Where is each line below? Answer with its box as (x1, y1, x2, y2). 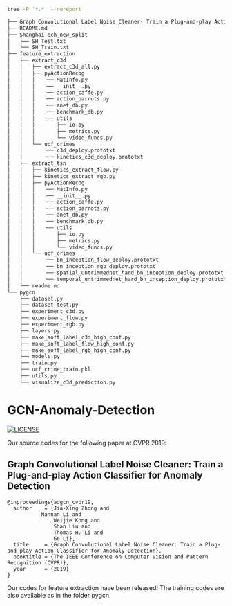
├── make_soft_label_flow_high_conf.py (19, 340, 135, 347)
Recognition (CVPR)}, (7, 559, 70, 567)
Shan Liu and (53, 523, 91, 530)
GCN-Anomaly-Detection (7, 402, 155, 418)
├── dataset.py (19, 295, 64, 302)
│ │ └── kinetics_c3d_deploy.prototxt (7, 154, 144, 161)
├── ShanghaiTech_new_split (7, 31, 88, 38)
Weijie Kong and (53, 517, 100, 524)
